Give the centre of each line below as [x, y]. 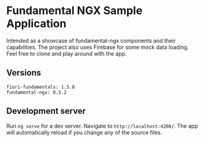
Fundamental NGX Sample [75, 11]
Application [36, 24]
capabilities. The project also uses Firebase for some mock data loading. [98, 47]
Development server [46, 111]
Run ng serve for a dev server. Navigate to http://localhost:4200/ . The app [102, 125]
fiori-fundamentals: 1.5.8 [41, 87]
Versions [24, 73]
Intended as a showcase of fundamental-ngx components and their [91, 40]
